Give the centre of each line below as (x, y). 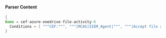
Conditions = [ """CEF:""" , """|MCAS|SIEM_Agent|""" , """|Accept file (84, 26)
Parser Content (21, 7)
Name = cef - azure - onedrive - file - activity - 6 (51, 22)
